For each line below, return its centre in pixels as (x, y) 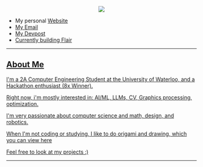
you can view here (29, 140)
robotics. (17, 122)
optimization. (22, 103)
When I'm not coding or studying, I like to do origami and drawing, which (97, 134)
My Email (26, 27)
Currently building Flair (43, 40)
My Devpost (30, 34)
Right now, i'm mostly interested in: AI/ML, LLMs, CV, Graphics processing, (99, 97)
